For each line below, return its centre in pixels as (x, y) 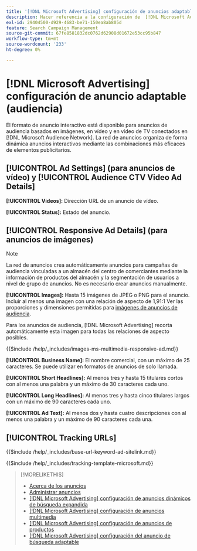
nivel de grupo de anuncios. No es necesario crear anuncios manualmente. (97, 284)
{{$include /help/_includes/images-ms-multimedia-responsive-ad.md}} (92, 349)
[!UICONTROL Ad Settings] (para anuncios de (91, 169)
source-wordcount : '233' (36, 45)
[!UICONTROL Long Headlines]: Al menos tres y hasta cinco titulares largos (98, 396)
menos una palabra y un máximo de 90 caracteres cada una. (79, 419)
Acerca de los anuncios (58, 486)
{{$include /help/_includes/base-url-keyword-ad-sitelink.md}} (81, 452)
